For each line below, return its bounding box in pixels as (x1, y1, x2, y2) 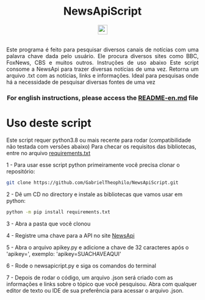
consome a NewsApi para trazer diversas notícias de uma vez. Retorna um (6, 65, 199, 73)
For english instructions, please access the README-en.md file (7, 93, 198, 102)
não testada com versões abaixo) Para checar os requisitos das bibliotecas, (6, 142, 196, 150)
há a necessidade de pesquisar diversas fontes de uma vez (6, 78, 156, 86)
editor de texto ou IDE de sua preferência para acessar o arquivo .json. (6, 287, 184, 294)
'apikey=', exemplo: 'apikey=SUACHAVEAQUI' (6, 250, 121, 257)
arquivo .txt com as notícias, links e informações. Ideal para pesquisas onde (6, 71, 199, 79)
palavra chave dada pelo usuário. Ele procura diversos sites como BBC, (6, 52, 199, 59)
